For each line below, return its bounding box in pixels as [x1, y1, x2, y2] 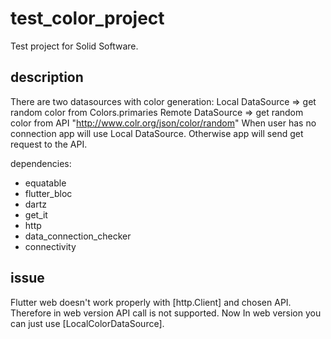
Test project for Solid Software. [10, 40, 139, 52]
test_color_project [10, 7, 165, 30]
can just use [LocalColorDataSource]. [10, 317, 165, 329]
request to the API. [10, 138, 88, 150]
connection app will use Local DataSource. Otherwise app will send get [10, 127, 304, 139]
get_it [24, 208, 48, 221]
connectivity [24, 240, 77, 252]
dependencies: [10, 157, 72, 169]
